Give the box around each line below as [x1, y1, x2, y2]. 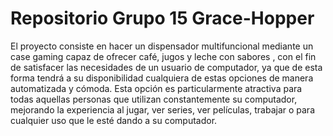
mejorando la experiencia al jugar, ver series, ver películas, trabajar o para [10, 103, 316, 116]
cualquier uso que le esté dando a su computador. [10, 114, 218, 126]
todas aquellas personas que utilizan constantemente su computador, [10, 93, 298, 105]
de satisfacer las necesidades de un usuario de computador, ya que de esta [10, 61, 323, 73]
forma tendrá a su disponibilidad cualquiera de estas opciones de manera [10, 72, 314, 84]
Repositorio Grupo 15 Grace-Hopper [10, 7, 315, 30]
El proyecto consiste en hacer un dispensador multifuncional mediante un [10, 40, 314, 52]
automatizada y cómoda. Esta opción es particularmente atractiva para [10, 82, 303, 94]
